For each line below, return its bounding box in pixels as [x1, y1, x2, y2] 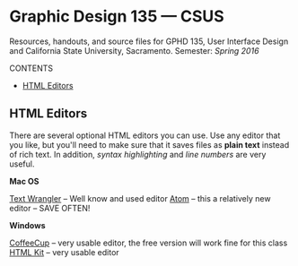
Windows [9, 219, 46, 230]
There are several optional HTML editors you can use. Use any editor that [9, 130, 281, 141]
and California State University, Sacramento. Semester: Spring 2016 [9, 45, 259, 56]
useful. [9, 159, 35, 169]
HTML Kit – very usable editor [9, 246, 119, 257]
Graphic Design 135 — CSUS [9, 6, 224, 27]
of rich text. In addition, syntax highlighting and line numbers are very [9, 149, 267, 159]
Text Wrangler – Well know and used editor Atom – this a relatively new [9, 193, 271, 203]
